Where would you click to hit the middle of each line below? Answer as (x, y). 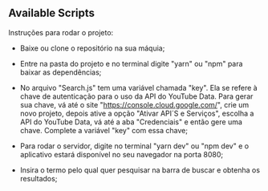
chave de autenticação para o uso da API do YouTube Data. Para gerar (136, 96)
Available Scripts (51, 13)
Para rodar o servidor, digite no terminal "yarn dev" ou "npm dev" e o (134, 146)
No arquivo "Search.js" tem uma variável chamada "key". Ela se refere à (139, 87)
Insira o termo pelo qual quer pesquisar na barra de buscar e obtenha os (140, 170)
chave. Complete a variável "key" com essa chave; (104, 130)
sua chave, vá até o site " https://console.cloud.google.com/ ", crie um (134, 104)
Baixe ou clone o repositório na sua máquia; (92, 48)
